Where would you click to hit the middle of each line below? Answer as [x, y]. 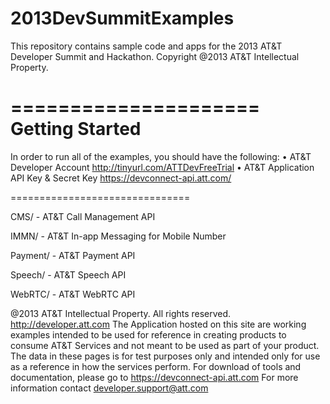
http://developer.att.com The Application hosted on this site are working [158, 324]
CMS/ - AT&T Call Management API [83, 216]
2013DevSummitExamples [122, 18]
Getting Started [76, 129]
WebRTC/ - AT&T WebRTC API [73, 294]
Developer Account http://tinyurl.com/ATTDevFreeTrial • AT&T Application [162, 167]
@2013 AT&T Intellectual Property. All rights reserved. [121, 313]
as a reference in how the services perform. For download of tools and [156, 366]
